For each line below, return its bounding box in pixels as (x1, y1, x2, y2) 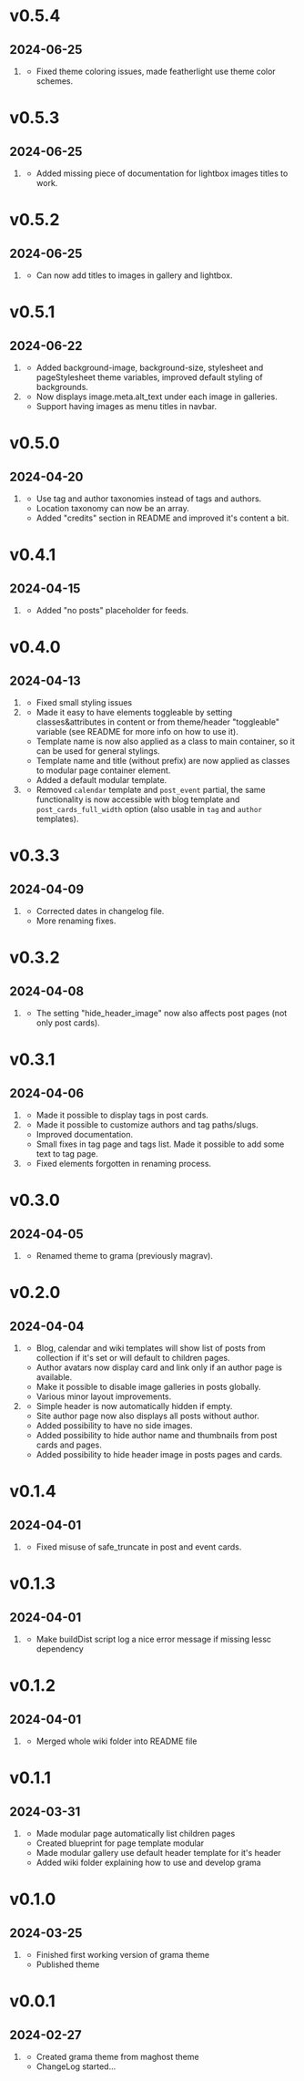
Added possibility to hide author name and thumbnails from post (35, 1430, 278, 1440)
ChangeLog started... (35, 2061, 117, 2072)
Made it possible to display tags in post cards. (35, 1109, 209, 1120)
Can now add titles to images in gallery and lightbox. (35, 270, 233, 281)
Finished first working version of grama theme (35, 1950, 210, 1960)
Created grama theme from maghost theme (35, 2052, 199, 2062)
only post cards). (35, 1017, 100, 1028)
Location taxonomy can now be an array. (35, 503, 189, 513)
